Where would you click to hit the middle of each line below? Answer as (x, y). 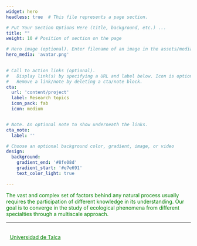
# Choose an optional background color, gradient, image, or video (90, 146)
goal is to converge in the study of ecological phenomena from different (93, 208)
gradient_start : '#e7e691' (50, 168)
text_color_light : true (46, 173)
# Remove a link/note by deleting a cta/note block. (74, 82)
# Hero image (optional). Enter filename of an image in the (82, 49)
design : (16, 151)
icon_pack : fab (30, 103)
